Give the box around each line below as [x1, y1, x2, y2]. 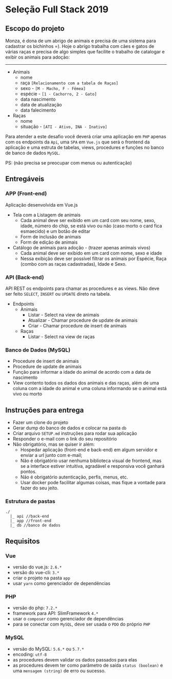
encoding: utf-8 [12, 651, 47, 657]
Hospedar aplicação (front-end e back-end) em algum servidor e [20, 447, 158, 453]
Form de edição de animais [20, 239, 78, 245]
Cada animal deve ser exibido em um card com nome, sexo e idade [20, 250, 162, 256]
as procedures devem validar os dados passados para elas [12, 656, 137, 663]
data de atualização [20, 102, 62, 107]
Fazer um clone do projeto [12, 419, 69, 426]
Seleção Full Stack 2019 [5, 4, 109, 15]
